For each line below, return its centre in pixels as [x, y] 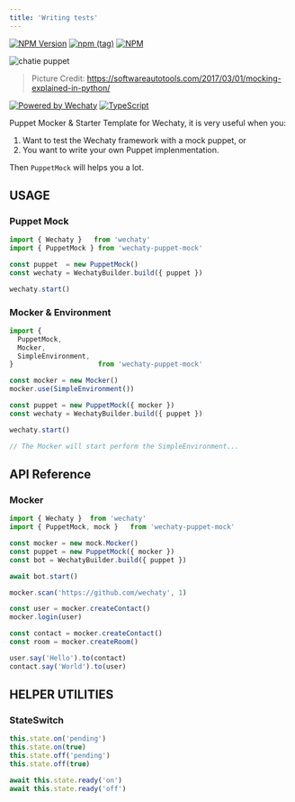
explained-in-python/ [71, 87]
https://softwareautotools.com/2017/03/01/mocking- [184, 78]
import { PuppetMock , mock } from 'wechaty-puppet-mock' [122, 527]
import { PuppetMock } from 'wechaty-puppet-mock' [106, 249]
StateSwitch [37, 720]
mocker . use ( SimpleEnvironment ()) [72, 389]
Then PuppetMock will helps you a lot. [76, 167]
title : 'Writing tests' [54, 18]
